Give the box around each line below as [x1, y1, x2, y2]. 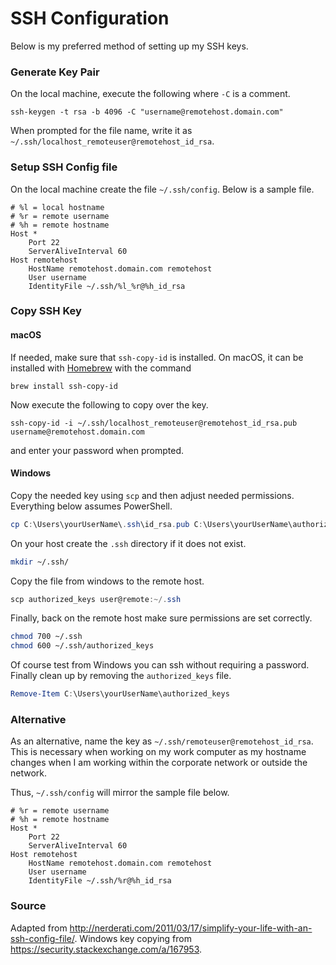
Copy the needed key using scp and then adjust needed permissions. [10, 489, 295, 501]
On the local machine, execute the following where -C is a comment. [10, 88, 291, 100]
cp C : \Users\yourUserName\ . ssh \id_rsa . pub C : [10, 519, 203, 529]
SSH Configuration [10, 7, 170, 30]
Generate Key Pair [10, 65, 100, 79]
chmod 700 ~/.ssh [10, 632, 83, 642]
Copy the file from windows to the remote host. [10, 575, 205, 587]
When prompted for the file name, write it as [10, 125, 193, 137]
